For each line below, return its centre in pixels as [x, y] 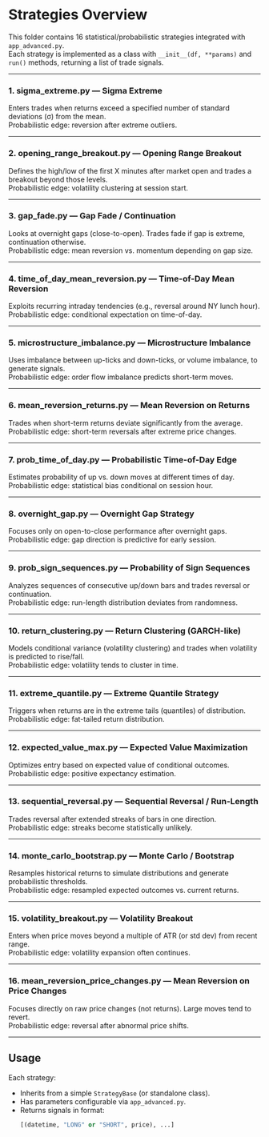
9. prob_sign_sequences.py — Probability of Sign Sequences [129, 568]
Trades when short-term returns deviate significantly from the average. [126, 422]
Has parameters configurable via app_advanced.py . [103, 1101]
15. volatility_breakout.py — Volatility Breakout [101, 919]
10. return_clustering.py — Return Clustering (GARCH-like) [125, 631]
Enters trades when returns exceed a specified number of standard [119, 108]
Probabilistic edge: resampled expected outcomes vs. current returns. [124, 891]
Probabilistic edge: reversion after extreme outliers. [93, 125]
